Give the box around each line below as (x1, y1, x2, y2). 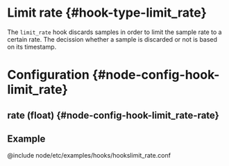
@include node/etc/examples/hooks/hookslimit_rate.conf (7, 151, 171, 160)
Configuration (7, 67, 90, 83)
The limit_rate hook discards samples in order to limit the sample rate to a (7, 28, 222, 36)
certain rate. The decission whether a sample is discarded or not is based (7, 35, 217, 43)
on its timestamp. (7, 42, 57, 51)
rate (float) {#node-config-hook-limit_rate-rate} (7, 109, 220, 121)
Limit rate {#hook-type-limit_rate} (7, 5, 207, 21)
